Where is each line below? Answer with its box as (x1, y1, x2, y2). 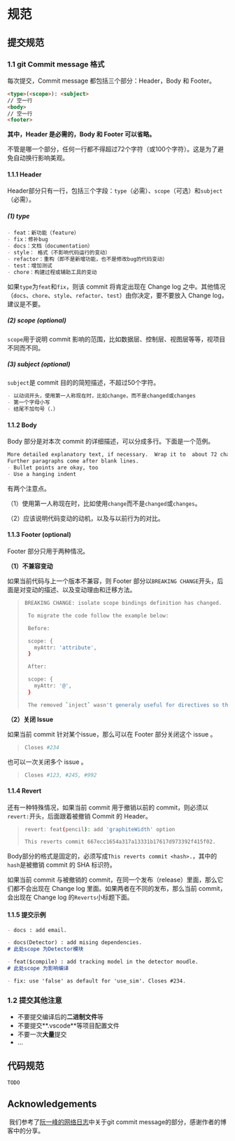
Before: (27, 624, 50, 631)
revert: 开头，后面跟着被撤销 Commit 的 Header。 (7, 812, 152, 820)
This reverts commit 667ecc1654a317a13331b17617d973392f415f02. (24, 838, 216, 845)
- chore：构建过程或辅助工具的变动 (7, 268, 97, 275)
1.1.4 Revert (7, 786, 42, 795)
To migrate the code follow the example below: (27, 612, 169, 619)
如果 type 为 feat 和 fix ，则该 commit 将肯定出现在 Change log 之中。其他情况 (7, 282, 226, 291)
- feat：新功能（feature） (7, 229, 80, 237)
